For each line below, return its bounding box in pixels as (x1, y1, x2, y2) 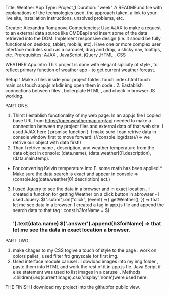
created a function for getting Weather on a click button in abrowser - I (12, 191, 160, 197)
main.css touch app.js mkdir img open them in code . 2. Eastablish (5, 82, 143, 88)
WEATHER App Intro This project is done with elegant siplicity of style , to (5, 62, 158, 67)
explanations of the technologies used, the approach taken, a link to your (5, 10, 157, 16)
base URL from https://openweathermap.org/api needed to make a (12, 118, 151, 123)
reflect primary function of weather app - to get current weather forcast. (5, 67, 155, 73)
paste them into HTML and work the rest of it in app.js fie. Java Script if (12, 264, 161, 270)
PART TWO (5, 238, 29, 244)
